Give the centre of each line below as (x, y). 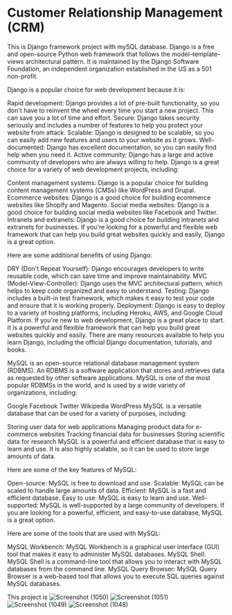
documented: (26, 147)
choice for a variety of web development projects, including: (93, 169)
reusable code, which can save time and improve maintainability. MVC (107, 276)
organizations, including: (42, 392)
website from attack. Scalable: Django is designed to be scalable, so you (111, 132)
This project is (27, 597)
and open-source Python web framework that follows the (89, 54)
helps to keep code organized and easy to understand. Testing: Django (108, 291)
